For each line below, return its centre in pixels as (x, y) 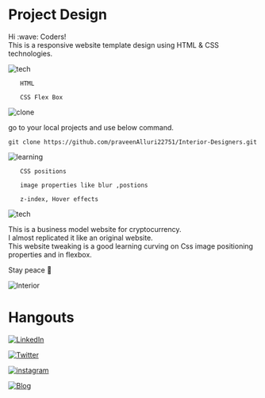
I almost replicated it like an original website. (81, 238)
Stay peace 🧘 (30, 270)
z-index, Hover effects (59, 199)
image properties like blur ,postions (84, 185)
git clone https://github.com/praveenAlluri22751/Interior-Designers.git (133, 142)
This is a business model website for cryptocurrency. (95, 229)
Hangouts (41, 317)
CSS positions (43, 171)
